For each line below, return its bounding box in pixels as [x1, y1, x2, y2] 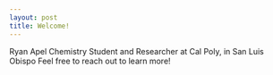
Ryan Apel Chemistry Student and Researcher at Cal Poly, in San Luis [9, 46, 264, 56]
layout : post [9, 12, 58, 22]
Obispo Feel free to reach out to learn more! [9, 55, 172, 66]
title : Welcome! [9, 21, 70, 30]
